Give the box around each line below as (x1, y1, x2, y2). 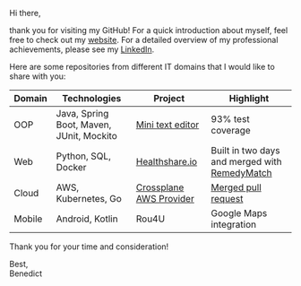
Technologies (62, 92, 122, 104)
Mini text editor (135, 118, 200, 131)
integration (211, 219, 257, 230)
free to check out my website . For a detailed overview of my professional (9, 35, 279, 45)
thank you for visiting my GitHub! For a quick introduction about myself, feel (9, 25, 288, 35)
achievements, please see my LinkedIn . (9, 44, 155, 55)
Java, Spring (56, 108, 109, 119)
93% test (211, 113, 250, 125)
